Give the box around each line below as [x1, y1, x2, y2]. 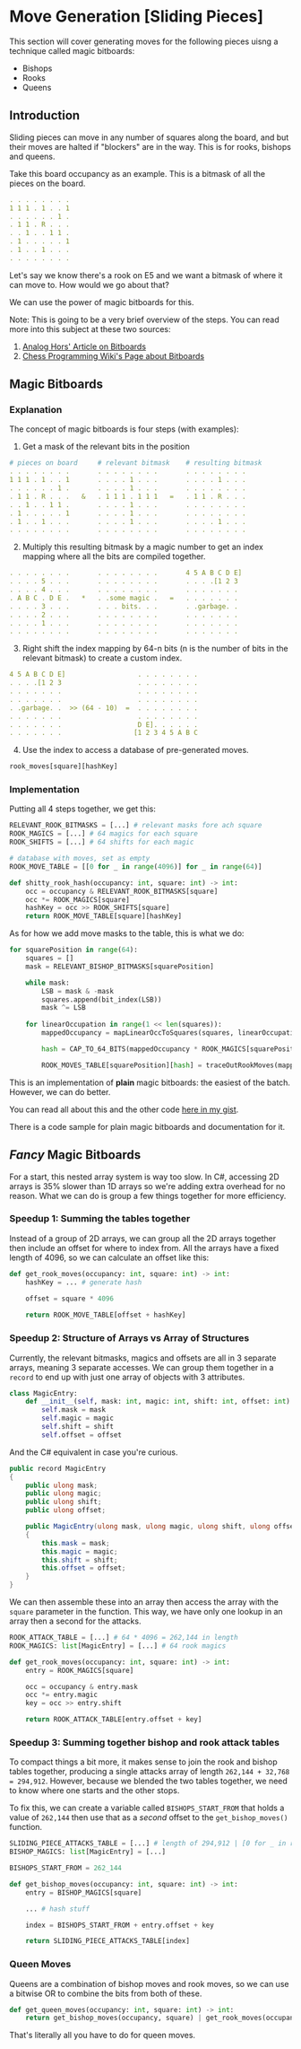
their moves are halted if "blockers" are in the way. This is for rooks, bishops [9, 141, 291, 152]
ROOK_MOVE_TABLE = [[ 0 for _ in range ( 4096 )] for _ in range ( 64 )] [9, 862, 262, 871]
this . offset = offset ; [41, 1563, 126, 1572]
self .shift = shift [41, 1423, 115, 1432]
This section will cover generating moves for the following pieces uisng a [9, 36, 279, 47]
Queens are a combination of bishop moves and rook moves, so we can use [9, 1978, 289, 1989]
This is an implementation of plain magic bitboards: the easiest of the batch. [9, 1077, 291, 1088]
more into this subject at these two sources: [9, 323, 172, 334]
